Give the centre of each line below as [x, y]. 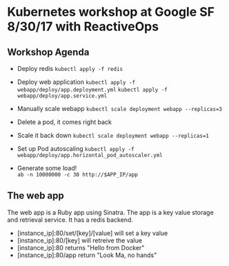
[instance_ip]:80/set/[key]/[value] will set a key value [92, 233]
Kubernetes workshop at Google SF [111, 12]
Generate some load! [47, 168]
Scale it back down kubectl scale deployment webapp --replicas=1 [113, 135]
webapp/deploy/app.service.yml [62, 96]
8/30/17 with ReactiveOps [83, 27]
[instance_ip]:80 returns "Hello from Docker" [81, 247]
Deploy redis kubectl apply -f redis [70, 69]
